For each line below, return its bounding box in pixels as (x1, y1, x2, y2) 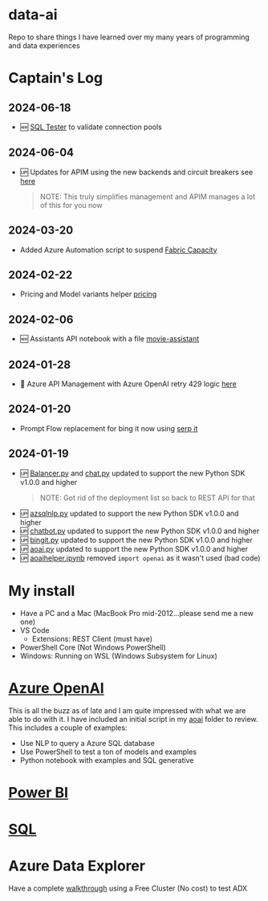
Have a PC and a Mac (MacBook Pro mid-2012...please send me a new (19, 608, 254, 618)
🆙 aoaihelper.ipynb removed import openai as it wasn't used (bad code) (19, 552, 261, 563)
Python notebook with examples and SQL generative (19, 755, 194, 764)
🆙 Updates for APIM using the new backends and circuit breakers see (19, 167, 254, 177)
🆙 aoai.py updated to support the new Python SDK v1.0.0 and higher (19, 544, 249, 553)
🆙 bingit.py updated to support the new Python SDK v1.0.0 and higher (19, 535, 253, 544)
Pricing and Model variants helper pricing (19, 289, 157, 299)
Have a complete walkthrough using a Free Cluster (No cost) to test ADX (8, 883, 248, 893)
